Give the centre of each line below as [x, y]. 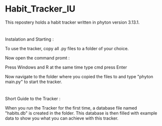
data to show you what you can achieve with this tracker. [62, 118]
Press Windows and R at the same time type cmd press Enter [66, 67]
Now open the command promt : [37, 58]
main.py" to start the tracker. [33, 82]
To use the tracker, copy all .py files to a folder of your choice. [67, 49]
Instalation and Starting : [30, 39]
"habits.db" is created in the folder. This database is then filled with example [81, 113]
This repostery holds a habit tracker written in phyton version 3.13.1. [72, 22]
